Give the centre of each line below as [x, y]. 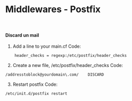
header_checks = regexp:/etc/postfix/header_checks [71, 56]
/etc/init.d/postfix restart [36, 93]
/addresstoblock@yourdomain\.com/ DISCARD [54, 75]
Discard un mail [22, 35]
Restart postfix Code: [35, 84]
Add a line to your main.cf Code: [47, 46]
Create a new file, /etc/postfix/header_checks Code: [68, 65]
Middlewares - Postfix [53, 9]
